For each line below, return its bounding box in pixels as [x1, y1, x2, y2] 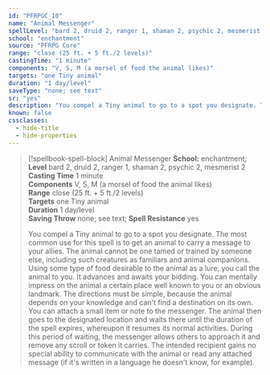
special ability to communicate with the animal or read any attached [27, 348, 252, 358]
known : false [8, 109, 52, 117]
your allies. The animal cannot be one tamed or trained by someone [27, 246, 252, 256]
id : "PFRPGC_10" [8, 11, 63, 20]
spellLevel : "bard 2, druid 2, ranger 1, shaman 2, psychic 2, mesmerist [8, 27, 261, 35]
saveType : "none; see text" [8, 86, 103, 95]
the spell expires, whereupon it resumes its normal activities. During [27, 323, 253, 332]
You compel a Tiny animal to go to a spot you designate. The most [27, 229, 247, 238]
